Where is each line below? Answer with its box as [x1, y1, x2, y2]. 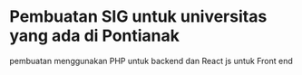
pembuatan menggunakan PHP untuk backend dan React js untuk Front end [9, 55, 293, 66]
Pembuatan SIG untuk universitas [9, 6, 268, 27]
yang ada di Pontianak [9, 25, 180, 46]
